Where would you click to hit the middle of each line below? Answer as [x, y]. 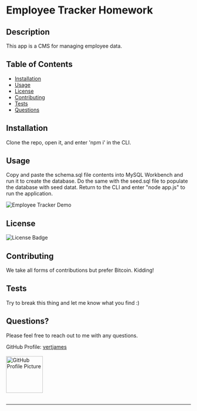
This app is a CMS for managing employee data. [64, 46]
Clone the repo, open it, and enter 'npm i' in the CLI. [69, 142]
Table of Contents [40, 64]
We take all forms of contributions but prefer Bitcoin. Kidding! [80, 270]
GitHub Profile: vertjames [37, 346]
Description [28, 32]
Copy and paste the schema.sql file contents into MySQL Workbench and [95, 175]
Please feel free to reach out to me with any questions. [72, 335]
